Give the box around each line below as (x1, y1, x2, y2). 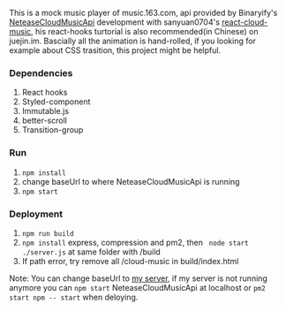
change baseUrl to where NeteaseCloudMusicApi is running (21, 176, 240, 186)
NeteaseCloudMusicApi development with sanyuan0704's (9, 17, 221, 27)
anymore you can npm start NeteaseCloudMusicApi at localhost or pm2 (9, 282, 267, 292)
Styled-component (21, 96, 91, 107)
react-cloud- (222, 17, 268, 27)
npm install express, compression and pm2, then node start (21, 237, 249, 247)
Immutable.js (21, 106, 69, 117)
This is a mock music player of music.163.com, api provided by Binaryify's (9, 8, 278, 18)
